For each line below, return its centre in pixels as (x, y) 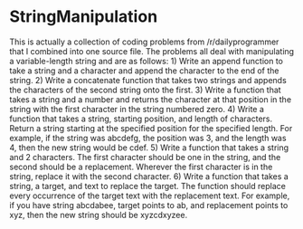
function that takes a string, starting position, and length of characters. (141, 119)
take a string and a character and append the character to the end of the (144, 71)
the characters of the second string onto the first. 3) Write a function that (146, 90)
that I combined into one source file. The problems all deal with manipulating (152, 51)
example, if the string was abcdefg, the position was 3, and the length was (148, 138)
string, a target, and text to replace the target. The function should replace (148, 186)
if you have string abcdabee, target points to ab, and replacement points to (149, 205)
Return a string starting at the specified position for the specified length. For (151, 128)
